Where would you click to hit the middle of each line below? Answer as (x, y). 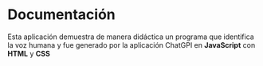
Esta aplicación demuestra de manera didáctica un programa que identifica (131, 37)
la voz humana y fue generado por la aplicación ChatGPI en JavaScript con (131, 45)
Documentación (62, 15)
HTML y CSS (29, 53)
